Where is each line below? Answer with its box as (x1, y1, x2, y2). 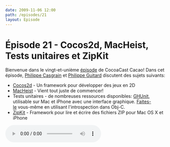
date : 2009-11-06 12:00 (5, 7, 56, 13)
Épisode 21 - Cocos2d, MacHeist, (5, 39, 149, 51)
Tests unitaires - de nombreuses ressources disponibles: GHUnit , (12, 93, 150, 99)
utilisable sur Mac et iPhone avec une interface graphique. (12, 98, 136, 105)
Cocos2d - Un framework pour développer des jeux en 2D (12, 82, 135, 89)
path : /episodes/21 (5, 12, 47, 17)
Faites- (136, 98, 152, 105)
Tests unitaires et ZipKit (5, 50, 109, 61)
